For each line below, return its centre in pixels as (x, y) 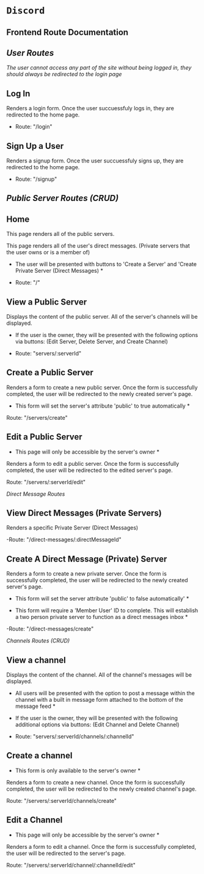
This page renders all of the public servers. (60, 234)
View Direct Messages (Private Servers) (84, 513)
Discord (26, 11)
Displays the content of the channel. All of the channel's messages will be (99, 675)
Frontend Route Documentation (67, 32)
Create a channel (39, 756)
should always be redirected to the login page (64, 74)
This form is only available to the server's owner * (78, 770)
